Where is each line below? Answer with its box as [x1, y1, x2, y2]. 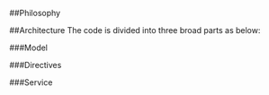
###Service [9, 77, 53, 88]
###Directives [9, 60, 62, 70]
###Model [9, 42, 48, 53]
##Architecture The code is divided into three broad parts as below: [9, 25, 261, 35]
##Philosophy [9, 8, 61, 18]
